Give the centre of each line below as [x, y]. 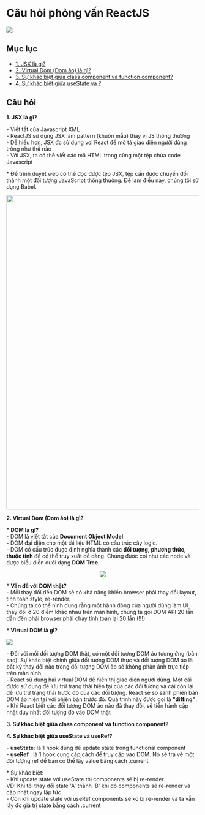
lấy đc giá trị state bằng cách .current [54, 805]
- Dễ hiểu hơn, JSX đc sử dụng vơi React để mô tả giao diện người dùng [97, 142]
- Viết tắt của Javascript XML [43, 129]
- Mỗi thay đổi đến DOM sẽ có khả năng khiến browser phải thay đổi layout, [102, 592]
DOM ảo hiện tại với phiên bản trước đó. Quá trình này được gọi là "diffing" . [102, 699]
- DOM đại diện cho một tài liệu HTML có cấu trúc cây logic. [82, 543]
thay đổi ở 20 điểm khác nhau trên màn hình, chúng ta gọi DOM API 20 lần [100, 612]
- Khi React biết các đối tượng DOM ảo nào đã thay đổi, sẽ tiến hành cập [97, 705]
